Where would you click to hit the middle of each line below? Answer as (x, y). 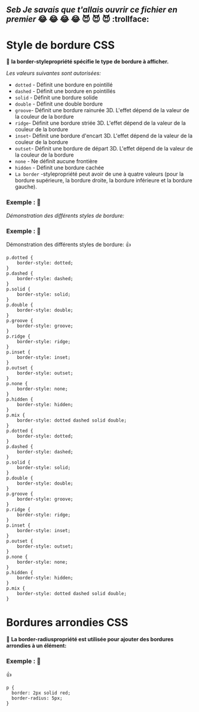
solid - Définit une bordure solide (56, 98)
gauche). (26, 187)
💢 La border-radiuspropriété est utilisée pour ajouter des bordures (90, 639)
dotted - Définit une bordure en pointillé (64, 85)
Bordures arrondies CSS (67, 623)
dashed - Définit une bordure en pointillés (65, 91)
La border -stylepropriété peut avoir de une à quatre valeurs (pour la (99, 174)
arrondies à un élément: (36, 645)
